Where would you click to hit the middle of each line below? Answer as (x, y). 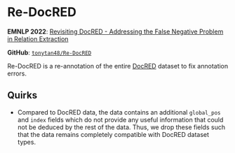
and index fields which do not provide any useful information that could (120, 119)
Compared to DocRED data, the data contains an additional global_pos (119, 112)
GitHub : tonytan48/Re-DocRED (49, 52)
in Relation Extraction (38, 38)
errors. (17, 73)
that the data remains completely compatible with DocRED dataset (113, 134)
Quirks (22, 95)
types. (27, 142)
